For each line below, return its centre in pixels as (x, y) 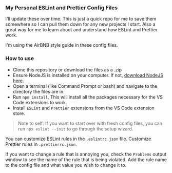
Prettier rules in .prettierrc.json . (41, 144)
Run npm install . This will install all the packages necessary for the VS (88, 97)
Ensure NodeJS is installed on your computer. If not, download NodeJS (88, 75)
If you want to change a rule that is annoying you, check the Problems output (86, 154)
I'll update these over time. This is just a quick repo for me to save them (81, 19)
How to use (20, 59)
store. (19, 113)
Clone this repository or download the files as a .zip (67, 70)
